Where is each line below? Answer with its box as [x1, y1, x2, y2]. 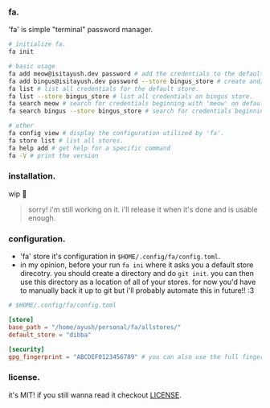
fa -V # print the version [8, 151, 99, 159]
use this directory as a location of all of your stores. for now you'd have [19, 277, 256, 287]
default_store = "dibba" [8, 331, 92, 339]
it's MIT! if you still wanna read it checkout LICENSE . [8, 389, 182, 400]
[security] [8, 345, 45, 353]
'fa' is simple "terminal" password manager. [8, 25, 153, 35]
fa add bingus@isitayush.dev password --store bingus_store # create [8, 77, 247, 85]
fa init [8, 47, 35, 56]
